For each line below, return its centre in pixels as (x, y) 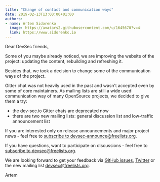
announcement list (31, 121)
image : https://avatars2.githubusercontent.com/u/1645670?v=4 (75, 28)
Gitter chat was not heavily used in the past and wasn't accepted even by (80, 86)
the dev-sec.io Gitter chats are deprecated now (60, 111)
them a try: (16, 101)
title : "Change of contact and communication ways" (59, 10)
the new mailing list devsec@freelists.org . (48, 166)
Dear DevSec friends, (27, 46)
